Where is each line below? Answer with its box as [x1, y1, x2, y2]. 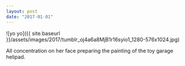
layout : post [6, 8, 38, 14]
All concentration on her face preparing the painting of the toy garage [6, 47, 173, 54]
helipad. [6, 53, 26, 60]
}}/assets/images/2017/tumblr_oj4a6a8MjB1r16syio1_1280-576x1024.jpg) [6, 36, 180, 43]
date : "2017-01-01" [6, 14, 54, 20]
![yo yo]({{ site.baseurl [6, 30, 60, 36]
